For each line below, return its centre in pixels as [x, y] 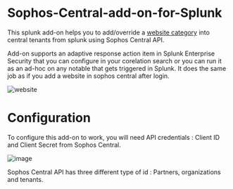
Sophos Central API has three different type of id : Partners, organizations [114, 172]
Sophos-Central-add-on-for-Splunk [115, 13]
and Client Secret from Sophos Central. [64, 145]
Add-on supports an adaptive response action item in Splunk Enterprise [111, 53]
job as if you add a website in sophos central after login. [89, 76]
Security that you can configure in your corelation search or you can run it [114, 60]
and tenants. [25, 179]
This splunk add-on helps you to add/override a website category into [108, 32]
